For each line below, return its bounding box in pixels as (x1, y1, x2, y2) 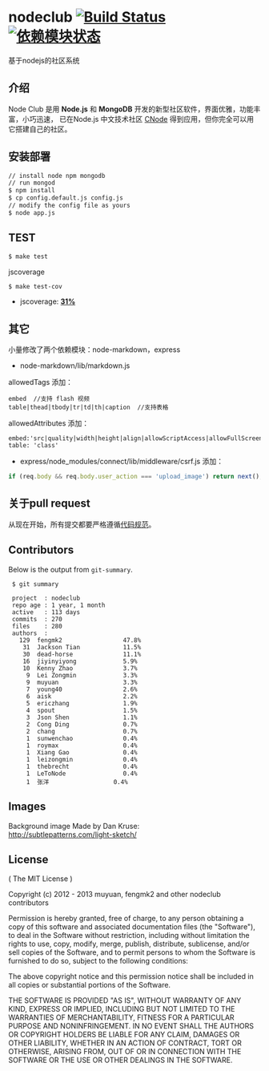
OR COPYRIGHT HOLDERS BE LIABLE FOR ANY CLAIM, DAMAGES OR (8, 1030, 240, 1040)
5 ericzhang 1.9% (26, 699, 138, 707)
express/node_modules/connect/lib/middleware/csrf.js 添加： (19, 457, 224, 467)
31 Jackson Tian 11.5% (22, 643, 142, 651)
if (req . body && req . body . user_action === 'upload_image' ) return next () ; (8, 473, 263, 481)
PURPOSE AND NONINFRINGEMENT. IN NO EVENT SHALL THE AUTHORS (8, 1021, 255, 1031)
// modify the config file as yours (8, 201, 130, 210)
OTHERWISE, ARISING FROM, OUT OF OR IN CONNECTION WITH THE (8, 1047, 242, 1057)
